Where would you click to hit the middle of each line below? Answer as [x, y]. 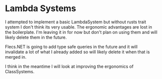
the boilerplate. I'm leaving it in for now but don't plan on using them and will [81, 32]
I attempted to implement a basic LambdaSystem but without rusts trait [76, 22]
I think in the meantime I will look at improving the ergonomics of [69, 66]
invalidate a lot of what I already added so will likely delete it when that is [77, 52]
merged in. [16, 57]
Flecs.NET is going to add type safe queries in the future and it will [71, 47]
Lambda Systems [41, 8]
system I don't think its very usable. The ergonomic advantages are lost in [79, 27]
